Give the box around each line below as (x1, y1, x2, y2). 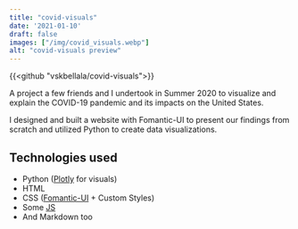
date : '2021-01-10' (9, 21, 82, 30)
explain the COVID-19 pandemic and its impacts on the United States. (9, 97, 264, 108)
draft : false (9, 29, 58, 38)
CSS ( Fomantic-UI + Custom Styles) (21, 192, 155, 203)
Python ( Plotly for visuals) (21, 173, 118, 184)
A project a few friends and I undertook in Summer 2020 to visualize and (9, 88, 277, 99)
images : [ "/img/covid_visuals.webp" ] (9, 37, 150, 47)
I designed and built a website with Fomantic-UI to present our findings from (9, 115, 290, 126)
